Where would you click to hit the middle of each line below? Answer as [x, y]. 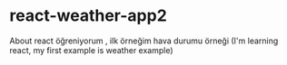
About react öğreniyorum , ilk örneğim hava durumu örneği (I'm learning [144, 41]
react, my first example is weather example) [92, 50]
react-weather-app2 [89, 16]
